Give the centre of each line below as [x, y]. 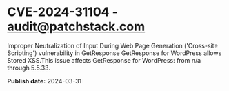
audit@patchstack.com [76, 27]
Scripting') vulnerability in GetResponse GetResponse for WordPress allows [114, 53]
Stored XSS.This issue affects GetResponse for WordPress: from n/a [104, 60]
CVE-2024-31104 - [63, 12]
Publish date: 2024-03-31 [44, 81]
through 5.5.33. [29, 68]
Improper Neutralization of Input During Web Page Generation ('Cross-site [113, 45]
